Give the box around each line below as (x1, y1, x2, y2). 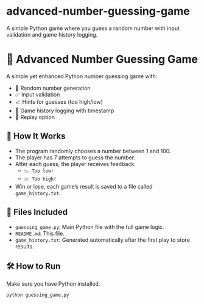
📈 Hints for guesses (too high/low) (15, 98, 104, 105)
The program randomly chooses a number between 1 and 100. (15, 147, 172, 154)
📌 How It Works (6, 131, 66, 142)
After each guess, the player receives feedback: (15, 160, 136, 167)
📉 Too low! (24, 168, 54, 174)
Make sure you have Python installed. (6, 280, 100, 288)
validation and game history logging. (6, 31, 98, 38)
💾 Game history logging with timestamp (15, 107, 114, 114)
